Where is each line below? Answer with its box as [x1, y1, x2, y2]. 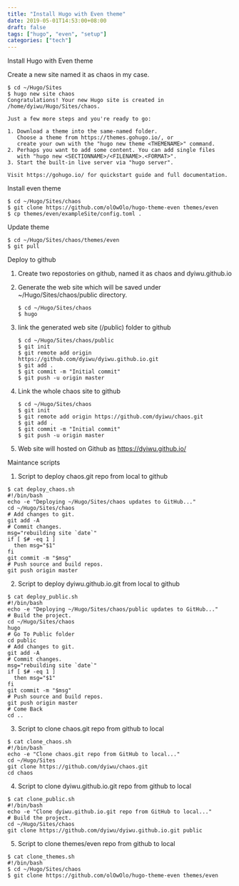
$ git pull [7, 243, 40, 250]
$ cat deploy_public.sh [7, 594, 78, 601]
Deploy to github [7, 255, 56, 264]
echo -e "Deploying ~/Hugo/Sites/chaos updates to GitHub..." [7, 499, 196, 506]
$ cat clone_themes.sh [7, 853, 75, 860]
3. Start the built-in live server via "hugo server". [7, 159, 174, 166]
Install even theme [7, 184, 61, 193]
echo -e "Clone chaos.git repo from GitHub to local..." [7, 750, 180, 758]
